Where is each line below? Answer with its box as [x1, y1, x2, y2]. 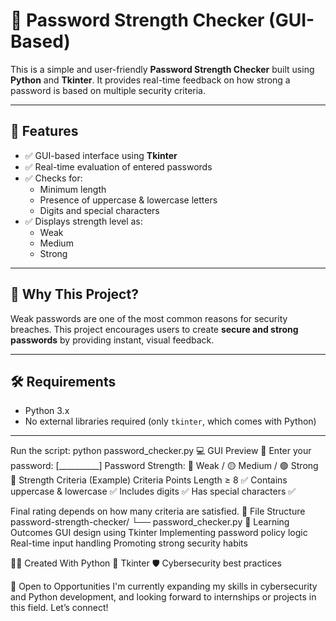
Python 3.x [24, 405, 70, 417]
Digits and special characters [39, 204, 160, 216]
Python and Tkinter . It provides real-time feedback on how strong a [10, 74, 291, 86]
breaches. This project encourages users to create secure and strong [10, 323, 299, 335]
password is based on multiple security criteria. [10, 84, 206, 96]
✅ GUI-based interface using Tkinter [24, 149, 178, 161]
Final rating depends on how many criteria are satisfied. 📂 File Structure [10, 505, 306, 518]
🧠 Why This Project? [10, 286, 139, 303]
